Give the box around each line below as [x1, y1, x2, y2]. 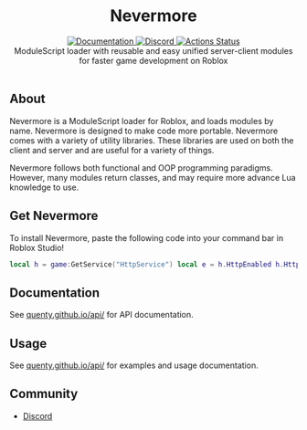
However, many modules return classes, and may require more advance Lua [9, 172, 296, 183]
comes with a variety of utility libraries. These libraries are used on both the [9, 134, 294, 146]
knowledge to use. [9, 182, 79, 193]
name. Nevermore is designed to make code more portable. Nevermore [9, 125, 279, 136]
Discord [22, 410, 53, 421]
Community [9, 386, 79, 402]
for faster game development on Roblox [79, 55, 228, 66]
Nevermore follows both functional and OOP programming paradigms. [9, 162, 273, 173]
